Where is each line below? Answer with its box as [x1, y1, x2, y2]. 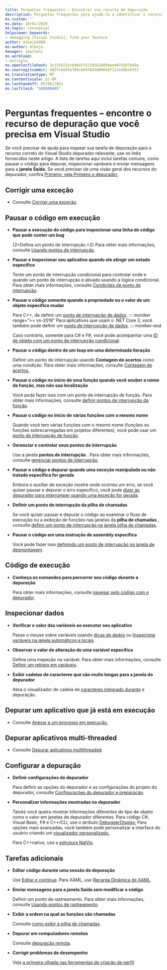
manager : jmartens [5, 49, 43, 54]
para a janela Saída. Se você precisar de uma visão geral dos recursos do [5, 166, 157, 172]
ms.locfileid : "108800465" [5, 86, 61, 91]
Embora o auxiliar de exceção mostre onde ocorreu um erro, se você [12, 482, 154, 488]
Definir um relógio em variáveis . [12, 662, 78, 668]
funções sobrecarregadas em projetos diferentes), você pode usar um [12, 427, 157, 433]
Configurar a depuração [5, 761, 81, 770]
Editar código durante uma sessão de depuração [12, 867, 115, 873]
